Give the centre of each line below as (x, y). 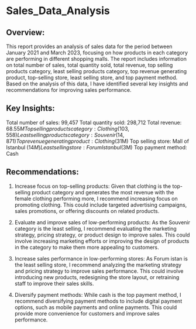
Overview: (25, 32)
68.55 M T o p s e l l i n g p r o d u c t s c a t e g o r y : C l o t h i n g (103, (68, 128)
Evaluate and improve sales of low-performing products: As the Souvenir (102, 222)
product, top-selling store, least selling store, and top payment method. (92, 78)
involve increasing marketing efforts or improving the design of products (102, 241)
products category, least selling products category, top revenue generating (97, 71)
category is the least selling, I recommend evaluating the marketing (95, 228)
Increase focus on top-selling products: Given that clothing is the (93, 186)
